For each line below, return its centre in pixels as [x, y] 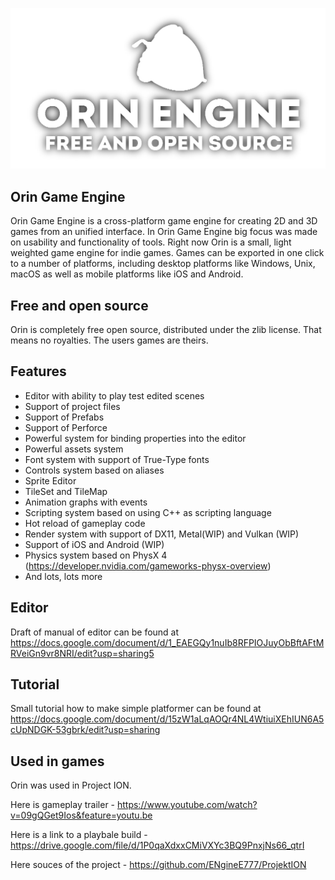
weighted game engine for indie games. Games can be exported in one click [167, 253]
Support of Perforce [66, 427]
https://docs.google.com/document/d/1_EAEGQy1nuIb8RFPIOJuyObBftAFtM [167, 642]
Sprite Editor [50, 480]
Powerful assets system [74, 449]
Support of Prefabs [64, 417]
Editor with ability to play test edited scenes [114, 395]
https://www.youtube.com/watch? [187, 805]
